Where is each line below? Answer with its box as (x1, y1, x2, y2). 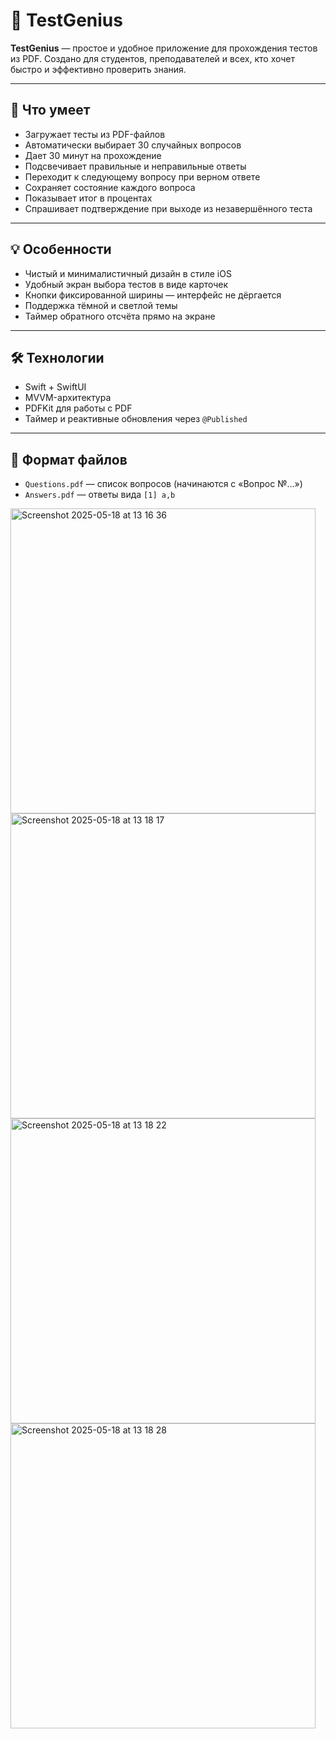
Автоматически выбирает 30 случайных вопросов (24, 139, 242, 151)
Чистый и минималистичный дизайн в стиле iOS (24, 267, 232, 279)
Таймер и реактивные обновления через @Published (24, 413, 248, 425)
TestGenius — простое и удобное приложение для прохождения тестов (10, 42, 318, 54)
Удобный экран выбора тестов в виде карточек (24, 278, 229, 290)
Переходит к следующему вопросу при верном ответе (24, 170, 261, 183)
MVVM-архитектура (24, 392, 112, 404)
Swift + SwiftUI (24, 381, 87, 393)
